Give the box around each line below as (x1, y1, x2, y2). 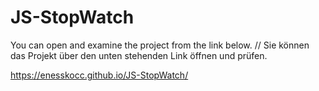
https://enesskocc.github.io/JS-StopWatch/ (10, 69, 189, 81)
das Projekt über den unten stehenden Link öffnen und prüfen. (10, 49, 268, 61)
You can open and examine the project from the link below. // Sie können (10, 39, 310, 51)
